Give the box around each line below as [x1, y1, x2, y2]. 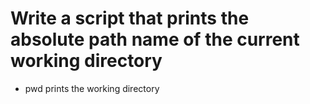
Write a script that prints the [10, 7, 250, 30]
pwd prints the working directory [24, 82, 160, 94]
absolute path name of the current [10, 28, 300, 51]
